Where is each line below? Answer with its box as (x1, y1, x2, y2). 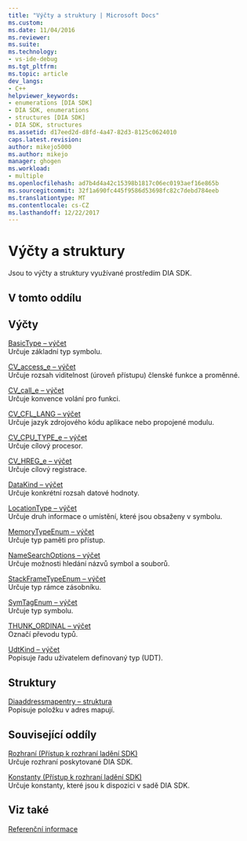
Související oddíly (8, 728, 97, 741)
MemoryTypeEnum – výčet (8, 527, 95, 536)
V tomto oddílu (8, 291, 82, 305)
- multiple (8, 172, 44, 181)
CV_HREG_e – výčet (8, 456, 72, 466)
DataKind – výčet (8, 480, 64, 489)
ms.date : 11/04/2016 (8, 26, 76, 34)
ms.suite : (8, 41, 41, 49)
